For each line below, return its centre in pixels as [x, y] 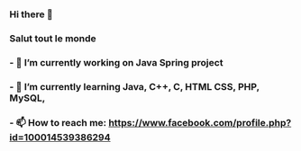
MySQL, [27, 98]
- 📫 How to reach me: [58, 122]
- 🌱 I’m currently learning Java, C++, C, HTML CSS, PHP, [134, 86]
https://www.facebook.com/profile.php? [200, 122]
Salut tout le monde [53, 38]
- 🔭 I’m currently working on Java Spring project [116, 62]
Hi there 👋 [32, 14]
